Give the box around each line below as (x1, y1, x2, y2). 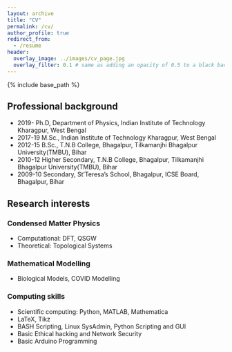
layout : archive (7, 10, 54, 17)
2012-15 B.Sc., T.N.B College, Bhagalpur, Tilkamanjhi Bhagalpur (17, 141, 198, 149)
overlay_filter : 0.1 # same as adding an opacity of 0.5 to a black (13, 62, 215, 68)
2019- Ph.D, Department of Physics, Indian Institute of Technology (17, 119, 206, 127)
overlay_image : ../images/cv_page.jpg (13, 55, 126, 62)
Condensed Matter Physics (7, 219, 101, 228)
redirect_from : (7, 36, 51, 43)
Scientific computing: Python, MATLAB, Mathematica (17, 307, 168, 315)
